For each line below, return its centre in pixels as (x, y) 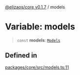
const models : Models (39, 40)
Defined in (21, 56)
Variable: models (40, 27)
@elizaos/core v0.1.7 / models (35, 7)
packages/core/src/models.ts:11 (37, 67)
